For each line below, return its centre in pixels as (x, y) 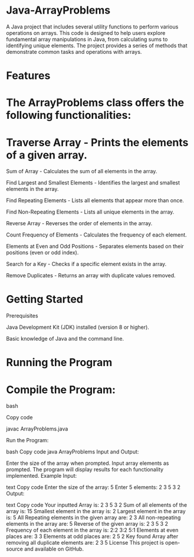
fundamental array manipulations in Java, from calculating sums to (87, 39)
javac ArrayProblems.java (37, 429)
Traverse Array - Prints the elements (97, 142)
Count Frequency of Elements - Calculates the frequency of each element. (96, 235)
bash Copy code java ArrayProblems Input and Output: (73, 452)
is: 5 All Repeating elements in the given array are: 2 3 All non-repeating (93, 517)
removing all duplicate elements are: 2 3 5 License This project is (85, 543)
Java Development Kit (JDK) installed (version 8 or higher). (78, 327)
